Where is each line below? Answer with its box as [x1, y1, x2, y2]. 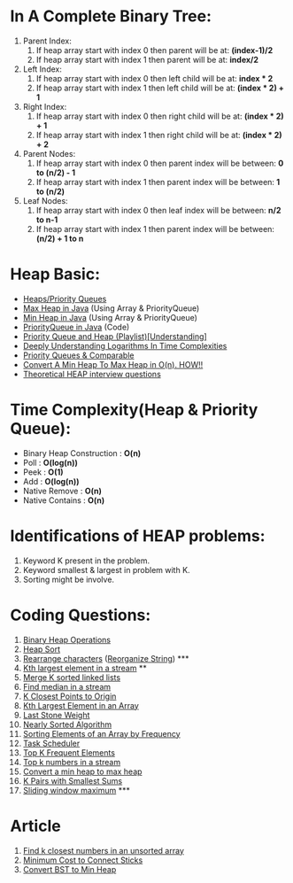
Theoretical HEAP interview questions [22, 368, 162, 379]
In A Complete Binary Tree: [10, 6, 212, 27]
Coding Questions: [10, 605, 151, 625]
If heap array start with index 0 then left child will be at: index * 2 [35, 73, 274, 83]
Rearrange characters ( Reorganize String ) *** [22, 653, 189, 663]
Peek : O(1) [22, 467, 64, 477]
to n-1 [35, 214, 58, 225]
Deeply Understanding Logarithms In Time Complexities [22, 340, 227, 351]
